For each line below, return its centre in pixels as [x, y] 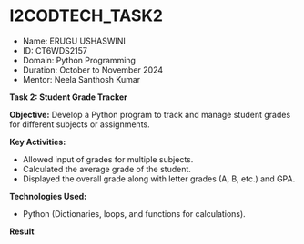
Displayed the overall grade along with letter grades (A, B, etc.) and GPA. [159, 179]
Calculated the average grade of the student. [106, 169]
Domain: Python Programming [79, 60]
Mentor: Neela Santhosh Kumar [81, 79]
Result [22, 231]
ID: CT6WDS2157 [55, 50]
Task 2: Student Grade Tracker [68, 97]
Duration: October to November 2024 [93, 70]
